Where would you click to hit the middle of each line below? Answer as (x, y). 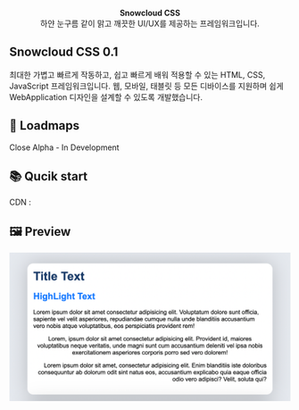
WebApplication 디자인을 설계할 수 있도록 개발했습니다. (106, 96)
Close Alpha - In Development (64, 147)
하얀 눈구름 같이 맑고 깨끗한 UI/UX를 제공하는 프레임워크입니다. (150, 23)
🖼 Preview (40, 231)
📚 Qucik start (49, 176)
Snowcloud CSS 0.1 (64, 52)
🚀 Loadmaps (45, 126)
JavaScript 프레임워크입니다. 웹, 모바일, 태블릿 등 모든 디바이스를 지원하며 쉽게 (146, 86)
